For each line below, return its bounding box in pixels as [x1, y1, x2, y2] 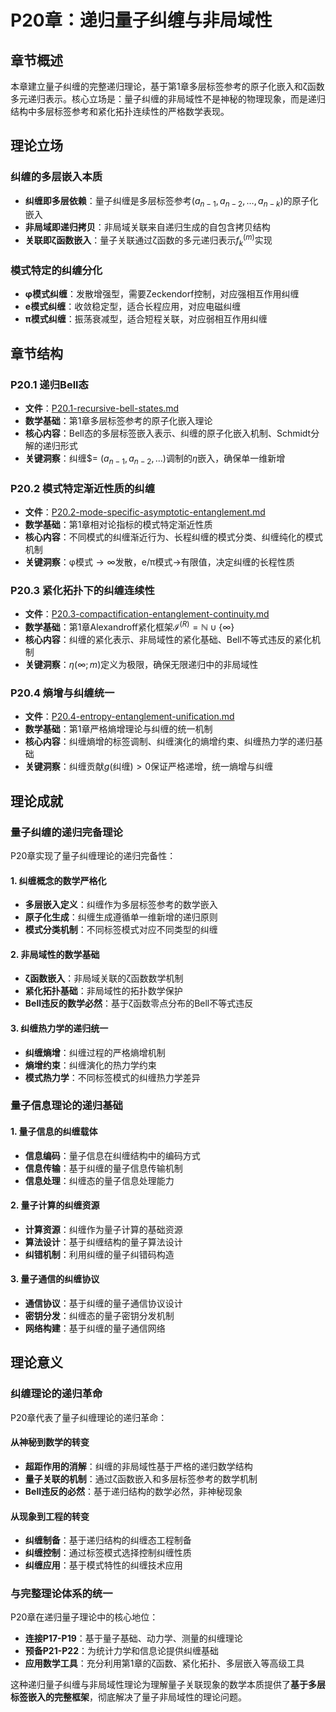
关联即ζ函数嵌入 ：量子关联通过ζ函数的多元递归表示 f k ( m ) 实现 [24, 232, 273, 248]
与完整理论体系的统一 [10, 1587, 113, 1601]
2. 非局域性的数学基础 [10, 948, 100, 960]
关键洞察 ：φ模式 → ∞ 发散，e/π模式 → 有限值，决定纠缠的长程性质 [24, 556, 295, 568]
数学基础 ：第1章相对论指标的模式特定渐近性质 [24, 519, 213, 531]
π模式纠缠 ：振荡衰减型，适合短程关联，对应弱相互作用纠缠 [24, 313, 268, 325]
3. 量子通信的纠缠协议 [10, 1273, 100, 1285]
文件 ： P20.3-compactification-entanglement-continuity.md [24, 608, 270, 620]
